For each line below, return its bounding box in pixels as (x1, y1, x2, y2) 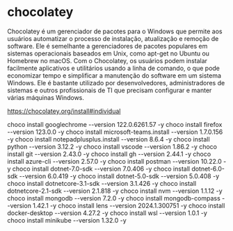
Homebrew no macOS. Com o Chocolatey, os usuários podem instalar (7, 56, 207, 65)
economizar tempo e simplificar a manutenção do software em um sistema (7, 71, 221, 80)
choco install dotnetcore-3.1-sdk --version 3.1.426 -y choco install (7, 179, 197, 187)
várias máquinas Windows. (7, 93, 85, 101)
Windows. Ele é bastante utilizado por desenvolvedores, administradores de (7, 78, 225, 87)
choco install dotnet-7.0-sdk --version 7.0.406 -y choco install (12, 164, 190, 173)
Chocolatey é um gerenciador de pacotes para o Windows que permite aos (7, 27, 223, 35)
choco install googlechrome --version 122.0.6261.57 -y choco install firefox (7, 120, 223, 128)
